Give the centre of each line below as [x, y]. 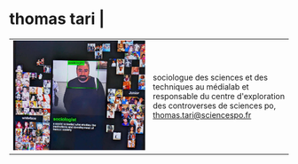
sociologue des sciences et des [211, 77]
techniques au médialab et [201, 86]
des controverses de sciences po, [215, 105]
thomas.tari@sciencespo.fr [202, 114]
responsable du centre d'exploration [219, 96]
